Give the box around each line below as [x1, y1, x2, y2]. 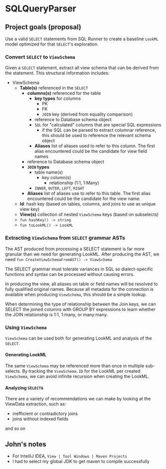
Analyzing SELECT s [5, 385, 44, 391]
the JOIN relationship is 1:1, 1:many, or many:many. [5, 311, 108, 318]
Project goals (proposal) [5, 23, 82, 31]
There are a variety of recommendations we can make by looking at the [5, 396, 151, 402]
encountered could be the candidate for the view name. [27, 196, 141, 201]
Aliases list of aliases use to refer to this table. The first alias [27, 191, 151, 197]
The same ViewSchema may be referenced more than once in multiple [5, 363, 145, 369]
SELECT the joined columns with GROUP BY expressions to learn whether [5, 306, 156, 312]
